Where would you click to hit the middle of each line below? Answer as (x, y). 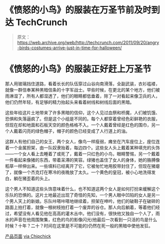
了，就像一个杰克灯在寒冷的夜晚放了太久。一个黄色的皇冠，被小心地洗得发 (80, 172)
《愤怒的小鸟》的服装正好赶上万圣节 (78, 69)
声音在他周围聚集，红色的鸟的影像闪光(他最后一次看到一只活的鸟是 (81, 219)
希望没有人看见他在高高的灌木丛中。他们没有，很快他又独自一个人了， (84, 213)
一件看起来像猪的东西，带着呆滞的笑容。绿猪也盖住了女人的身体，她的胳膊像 (82, 160)
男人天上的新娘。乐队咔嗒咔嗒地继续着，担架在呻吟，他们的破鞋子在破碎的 (84, 201)
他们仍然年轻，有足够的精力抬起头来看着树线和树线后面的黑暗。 (69, 102)
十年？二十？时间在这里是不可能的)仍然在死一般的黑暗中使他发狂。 (85, 226)
